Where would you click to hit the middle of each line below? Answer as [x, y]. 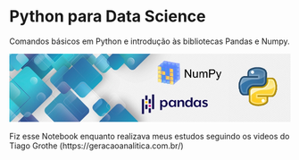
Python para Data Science [108, 17]
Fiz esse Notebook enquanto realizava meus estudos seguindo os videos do [149, 137]
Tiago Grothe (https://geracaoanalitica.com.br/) [97, 146]
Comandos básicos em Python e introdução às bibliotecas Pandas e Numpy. [149, 41]
